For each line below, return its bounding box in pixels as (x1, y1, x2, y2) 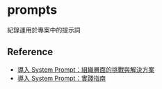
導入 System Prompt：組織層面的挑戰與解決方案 (17, 65, 155, 74)
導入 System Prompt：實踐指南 (17, 74, 106, 82)
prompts (7, 2, 58, 18)
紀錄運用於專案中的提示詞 (7, 26, 81, 34)
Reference (7, 46, 54, 58)
